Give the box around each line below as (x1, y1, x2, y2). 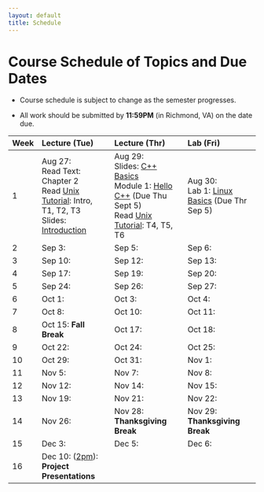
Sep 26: (114, 281, 144, 292)
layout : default (8, 11, 61, 20)
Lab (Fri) (187, 138, 221, 149)
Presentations (42, 471, 96, 482)
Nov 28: (114, 406, 144, 417)
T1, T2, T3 (42, 205, 81, 216)
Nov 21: (114, 393, 144, 404)
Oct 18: (187, 324, 216, 335)
